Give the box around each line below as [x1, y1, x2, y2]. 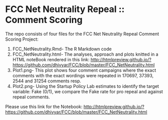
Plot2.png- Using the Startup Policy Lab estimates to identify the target [12, 83, 159, 89]
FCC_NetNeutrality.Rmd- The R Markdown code [12, 46, 112, 52]
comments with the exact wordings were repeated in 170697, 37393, [12, 72, 154, 78]
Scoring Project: [5, 36, 39, 42]
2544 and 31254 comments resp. [12, 78, 81, 84]
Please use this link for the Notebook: [5, 103, 83, 109]
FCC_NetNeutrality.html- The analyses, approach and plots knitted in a [12, 51, 159, 57]
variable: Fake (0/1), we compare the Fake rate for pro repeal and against [12, 88, 163, 94]
